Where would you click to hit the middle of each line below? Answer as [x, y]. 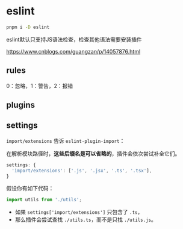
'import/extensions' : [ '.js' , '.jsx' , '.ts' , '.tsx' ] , [82, 171]
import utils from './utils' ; [44, 200]
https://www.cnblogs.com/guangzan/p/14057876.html [73, 51]
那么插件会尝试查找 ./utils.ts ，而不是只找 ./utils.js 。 [85, 220]
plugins [20, 105]
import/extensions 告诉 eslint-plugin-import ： [66, 140]
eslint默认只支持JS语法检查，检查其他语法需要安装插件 [74, 39]
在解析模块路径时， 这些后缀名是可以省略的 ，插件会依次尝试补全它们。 [93, 153]
